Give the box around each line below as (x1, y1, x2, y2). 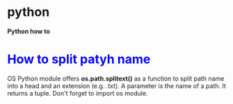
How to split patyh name (7, 51, 151, 67)
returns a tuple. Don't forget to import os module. (7, 89, 148, 97)
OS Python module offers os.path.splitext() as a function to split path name (7, 74, 225, 83)
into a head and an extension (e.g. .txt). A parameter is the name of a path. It (7, 81, 226, 90)
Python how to (7, 27, 51, 35)
